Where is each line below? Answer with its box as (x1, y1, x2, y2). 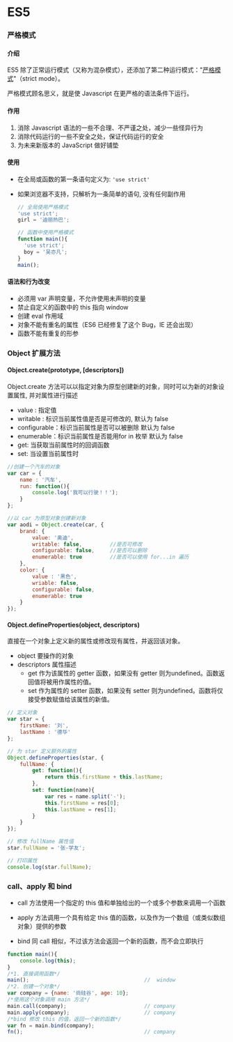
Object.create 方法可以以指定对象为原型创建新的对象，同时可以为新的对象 (7, 382, 219, 390)
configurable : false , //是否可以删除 (32, 547, 147, 554)
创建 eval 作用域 (17, 312, 64, 320)
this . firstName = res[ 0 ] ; (44, 799, 120, 806)
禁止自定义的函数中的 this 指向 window (17, 302, 129, 311)
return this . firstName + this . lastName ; (44, 774, 163, 781)
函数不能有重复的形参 (17, 329, 79, 337)
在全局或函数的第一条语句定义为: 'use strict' (17, 175, 150, 183)
